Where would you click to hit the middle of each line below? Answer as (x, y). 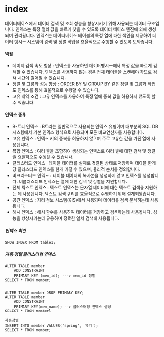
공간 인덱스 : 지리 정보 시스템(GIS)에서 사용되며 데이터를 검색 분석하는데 (81, 200)
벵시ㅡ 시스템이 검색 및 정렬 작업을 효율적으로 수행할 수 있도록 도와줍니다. (84, 41)
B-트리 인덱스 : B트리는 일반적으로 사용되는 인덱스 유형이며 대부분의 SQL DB (85, 127)
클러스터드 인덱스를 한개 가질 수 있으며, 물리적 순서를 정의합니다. (79, 169)
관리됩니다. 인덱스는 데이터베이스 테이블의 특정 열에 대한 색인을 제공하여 (83, 35)
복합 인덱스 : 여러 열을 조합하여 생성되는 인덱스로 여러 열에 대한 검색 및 (79, 151)
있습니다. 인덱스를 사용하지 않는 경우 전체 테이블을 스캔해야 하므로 (89, 72)
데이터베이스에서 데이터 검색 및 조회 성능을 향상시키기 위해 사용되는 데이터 (76, 23)
